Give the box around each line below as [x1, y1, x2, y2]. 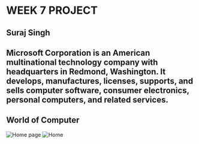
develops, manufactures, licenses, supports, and [6, 76, 194, 86]
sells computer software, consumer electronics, [6, 85, 190, 95]
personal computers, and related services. [6, 94, 169, 105]
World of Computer [6, 115, 80, 125]
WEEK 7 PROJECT [6, 4, 98, 17]
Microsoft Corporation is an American [6, 47, 150, 58]
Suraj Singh [6, 28, 50, 38]
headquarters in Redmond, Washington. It [6, 67, 166, 77]
